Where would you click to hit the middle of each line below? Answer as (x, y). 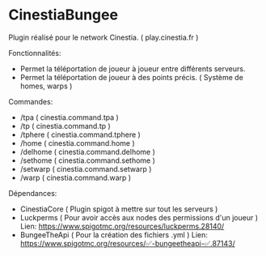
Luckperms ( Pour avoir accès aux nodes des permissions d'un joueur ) (139, 217)
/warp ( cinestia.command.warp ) (76, 177)
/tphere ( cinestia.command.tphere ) (80, 134)
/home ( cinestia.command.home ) (77, 143)
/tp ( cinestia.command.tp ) (65, 126)
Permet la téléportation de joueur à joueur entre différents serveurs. (133, 68)
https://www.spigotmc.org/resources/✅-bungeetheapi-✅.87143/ (128, 243)
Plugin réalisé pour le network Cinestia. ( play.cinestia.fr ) (103, 37)
